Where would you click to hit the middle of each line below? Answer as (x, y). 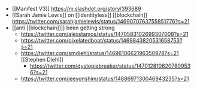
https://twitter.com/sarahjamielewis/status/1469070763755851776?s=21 (101, 21)
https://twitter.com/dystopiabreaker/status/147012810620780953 (110, 66)
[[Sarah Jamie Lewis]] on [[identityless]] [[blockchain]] (80, 15)
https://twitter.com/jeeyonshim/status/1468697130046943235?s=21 (105, 78)
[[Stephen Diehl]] (42, 60)
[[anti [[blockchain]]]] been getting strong (63, 28)
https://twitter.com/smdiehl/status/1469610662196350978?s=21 (100, 53)
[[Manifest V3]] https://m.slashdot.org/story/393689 (77, 9)
